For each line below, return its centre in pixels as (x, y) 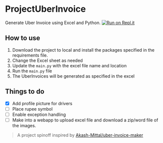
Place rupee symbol (32, 109)
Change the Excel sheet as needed (47, 60)
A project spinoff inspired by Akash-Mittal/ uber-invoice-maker (80, 135)
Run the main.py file (32, 71)
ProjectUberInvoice (45, 9)
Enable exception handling (39, 114)
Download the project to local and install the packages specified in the (83, 50)
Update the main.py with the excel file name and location (69, 65)
